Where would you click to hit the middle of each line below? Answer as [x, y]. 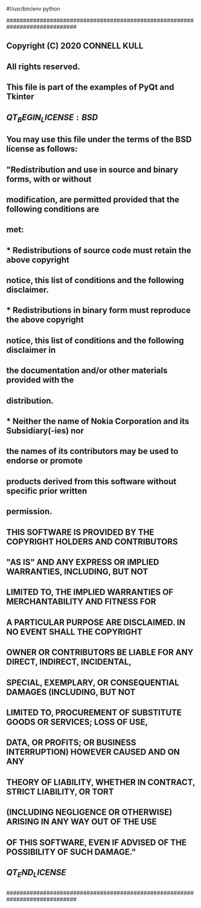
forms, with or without [49, 179]
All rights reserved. [43, 66]
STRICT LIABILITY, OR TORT [60, 791]
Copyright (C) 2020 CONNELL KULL [75, 46]
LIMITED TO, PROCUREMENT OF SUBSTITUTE [94, 713]
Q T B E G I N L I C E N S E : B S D [52, 118]
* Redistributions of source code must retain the [99, 250]
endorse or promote [45, 461]
